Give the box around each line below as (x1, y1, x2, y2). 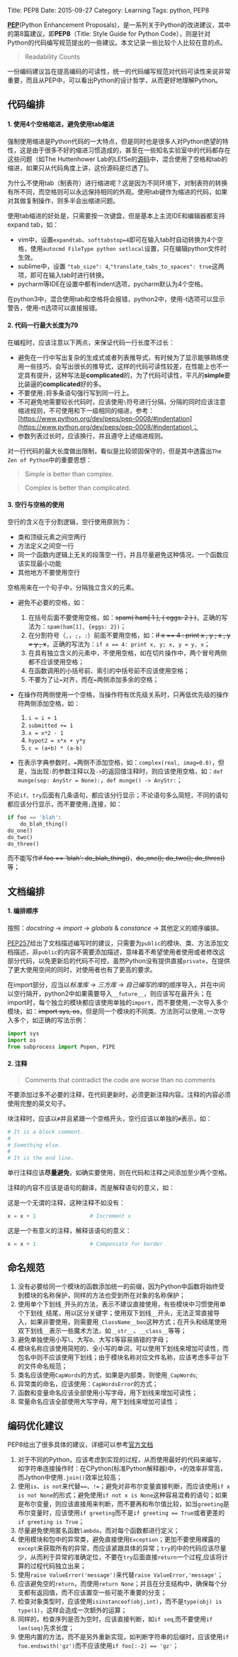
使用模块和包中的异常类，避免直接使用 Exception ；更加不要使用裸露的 (17, 1534, 221, 1544)
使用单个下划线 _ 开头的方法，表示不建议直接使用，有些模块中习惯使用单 (17, 1300, 226, 1308)
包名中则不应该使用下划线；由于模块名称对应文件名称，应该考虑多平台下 (17, 1353, 229, 1361)
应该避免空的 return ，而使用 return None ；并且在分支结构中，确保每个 (17, 1579, 221, 1588)
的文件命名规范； (17, 1361, 68, 1370)
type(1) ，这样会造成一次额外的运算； (17, 1605, 127, 1614)
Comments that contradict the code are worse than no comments (24, 1075, 216, 1084)
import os (7, 1036, 37, 1044)
